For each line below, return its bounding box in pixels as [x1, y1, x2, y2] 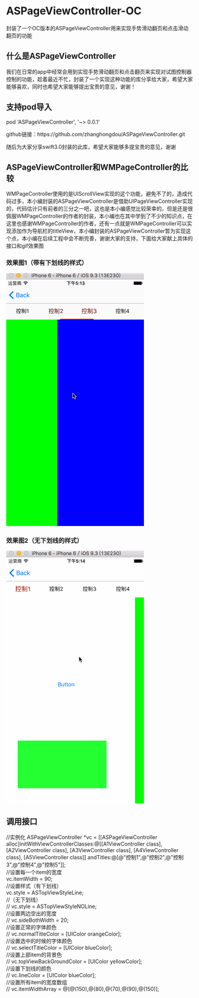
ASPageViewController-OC [6, 4, 142, 18]
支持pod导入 [6, 102, 52, 112]
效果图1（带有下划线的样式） [6, 259, 88, 267]
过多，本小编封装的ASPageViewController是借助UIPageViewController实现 [11, 198, 193, 205]
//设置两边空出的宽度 [6, 909, 57, 917]
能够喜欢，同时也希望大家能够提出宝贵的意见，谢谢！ [6, 83, 136, 90]
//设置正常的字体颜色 [6, 924, 57, 931]
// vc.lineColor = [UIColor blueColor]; [6, 971, 96, 978]
